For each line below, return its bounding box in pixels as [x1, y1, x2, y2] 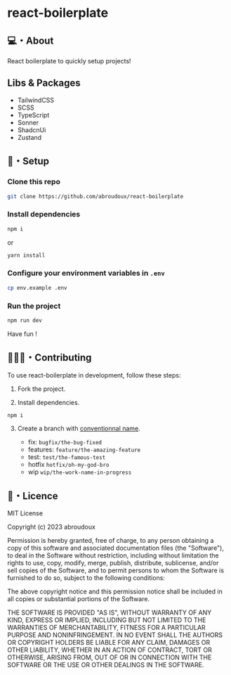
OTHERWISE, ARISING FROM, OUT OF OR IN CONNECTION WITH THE [7, 653, 212, 662]
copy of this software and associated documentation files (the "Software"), [7, 544, 225, 553]
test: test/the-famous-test [27, 453, 106, 461]
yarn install [7, 252, 46, 259]
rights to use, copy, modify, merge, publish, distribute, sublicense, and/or [7, 559, 219, 567]
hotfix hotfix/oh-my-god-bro [27, 461, 110, 469]
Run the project [7, 301, 61, 311]
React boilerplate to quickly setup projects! [7, 57, 131, 65]
